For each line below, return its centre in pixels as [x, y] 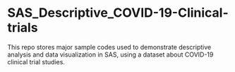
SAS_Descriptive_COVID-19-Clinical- [118, 13]
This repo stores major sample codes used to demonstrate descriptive [109, 47]
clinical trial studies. [36, 62]
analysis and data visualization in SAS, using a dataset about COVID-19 [110, 55]
